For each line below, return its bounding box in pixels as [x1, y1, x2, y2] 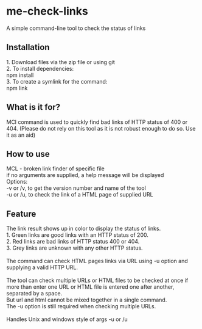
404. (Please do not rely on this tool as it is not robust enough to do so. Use [6, 125, 196, 132]
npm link [6, 84, 28, 92]
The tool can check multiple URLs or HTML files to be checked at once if [6, 277, 189, 284]
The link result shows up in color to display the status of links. [6, 225, 161, 233]
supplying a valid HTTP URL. [6, 264, 78, 271]
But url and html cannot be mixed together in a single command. [6, 296, 167, 303]
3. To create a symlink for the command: [6, 78, 108, 85]
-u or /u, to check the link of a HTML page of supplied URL [6, 191, 153, 198]
